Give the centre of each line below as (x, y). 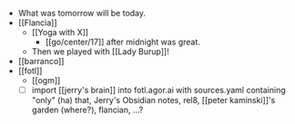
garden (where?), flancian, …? (87, 110)
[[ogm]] (46, 80)
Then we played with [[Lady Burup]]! (101, 52)
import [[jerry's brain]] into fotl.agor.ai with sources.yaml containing (158, 90)
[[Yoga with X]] (60, 32)
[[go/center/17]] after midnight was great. (122, 42)
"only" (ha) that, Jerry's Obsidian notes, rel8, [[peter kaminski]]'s (153, 100)
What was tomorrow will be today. (82, 13)
